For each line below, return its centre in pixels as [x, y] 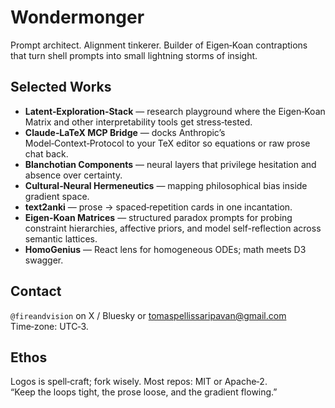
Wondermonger [77, 17]
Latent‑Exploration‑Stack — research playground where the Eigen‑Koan [175, 111]
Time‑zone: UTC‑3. [49, 326]
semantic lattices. [61, 238]
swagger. [44, 260]
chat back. [46, 153]
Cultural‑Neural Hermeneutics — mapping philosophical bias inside [166, 185]
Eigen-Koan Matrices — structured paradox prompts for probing [158, 217]
